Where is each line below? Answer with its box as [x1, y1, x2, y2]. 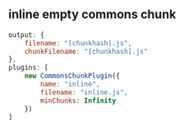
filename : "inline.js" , [40, 87, 128, 96]
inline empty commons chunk [8, 7, 177, 22]
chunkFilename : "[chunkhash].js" [24, 47, 149, 56]
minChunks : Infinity [40, 96, 117, 105]
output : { [8, 30, 45, 39]
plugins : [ [8, 64, 49, 72]
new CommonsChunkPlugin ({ [24, 72, 121, 80]
